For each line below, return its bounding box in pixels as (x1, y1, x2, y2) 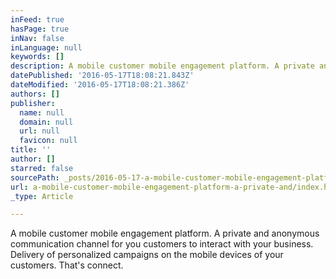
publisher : (10, 98, 56, 108)
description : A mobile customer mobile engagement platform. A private (10, 61, 315, 71)
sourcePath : (10, 172, 60, 183)
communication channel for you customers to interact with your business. (10, 238, 314, 250)
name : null (19, 107, 65, 118)
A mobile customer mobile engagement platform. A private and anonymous (10, 227, 320, 240)
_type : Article (10, 191, 74, 201)
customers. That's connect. (10, 259, 124, 271)
